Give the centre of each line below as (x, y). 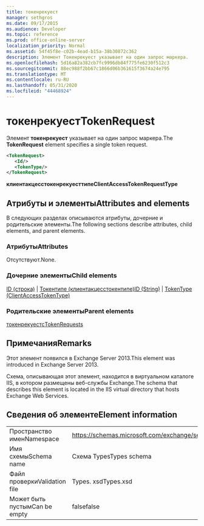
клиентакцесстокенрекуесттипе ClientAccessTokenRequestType (92, 184)
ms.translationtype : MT (36, 74)
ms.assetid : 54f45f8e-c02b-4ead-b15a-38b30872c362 (72, 52)
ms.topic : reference (32, 35)
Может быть (28, 499)
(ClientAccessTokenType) (38, 295)
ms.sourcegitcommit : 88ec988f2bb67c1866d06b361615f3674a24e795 (88, 68)
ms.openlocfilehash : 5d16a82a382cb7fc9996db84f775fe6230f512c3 (88, 63)
